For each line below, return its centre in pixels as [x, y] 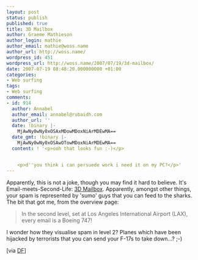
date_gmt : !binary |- [39, 137]
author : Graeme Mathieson [39, 35]
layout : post [23, 12]
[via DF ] [16, 250]
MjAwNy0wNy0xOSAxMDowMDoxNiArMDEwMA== [67, 132]
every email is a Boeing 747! [57, 220]
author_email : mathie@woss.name [47, 46]
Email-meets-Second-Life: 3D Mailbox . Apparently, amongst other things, [99, 189]
